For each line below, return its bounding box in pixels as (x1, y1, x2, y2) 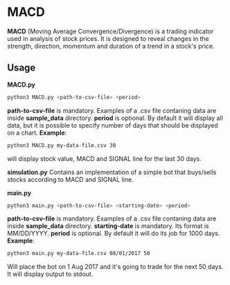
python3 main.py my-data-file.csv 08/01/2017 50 (7, 250, 150, 257)
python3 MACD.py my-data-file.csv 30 (7, 141, 116, 149)
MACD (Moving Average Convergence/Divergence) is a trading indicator (7, 27, 214, 35)
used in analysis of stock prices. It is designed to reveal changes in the (7, 34, 209, 42)
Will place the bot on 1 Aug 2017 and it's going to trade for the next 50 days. (7, 263, 224, 271)
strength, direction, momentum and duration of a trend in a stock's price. (7, 42, 215, 50)
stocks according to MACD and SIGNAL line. (7, 175, 134, 184)
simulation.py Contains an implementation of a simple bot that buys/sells (7, 168, 217, 176)
